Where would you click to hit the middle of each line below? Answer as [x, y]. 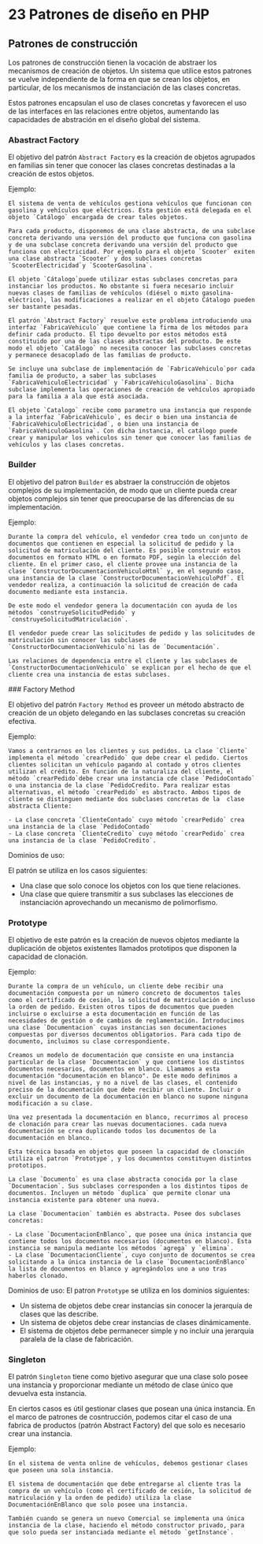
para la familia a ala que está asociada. [79, 397]
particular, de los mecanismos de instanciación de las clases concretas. [125, 87]
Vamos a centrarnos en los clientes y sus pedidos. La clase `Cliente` [128, 751]
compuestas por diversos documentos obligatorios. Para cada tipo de [125, 1034]
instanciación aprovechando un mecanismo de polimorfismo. [119, 902]
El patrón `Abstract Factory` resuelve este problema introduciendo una [130, 321]
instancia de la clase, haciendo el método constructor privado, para [126, 1526]
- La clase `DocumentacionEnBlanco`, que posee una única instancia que [130, 1234]
